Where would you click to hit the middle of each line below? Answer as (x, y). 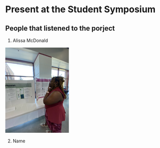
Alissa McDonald (30, 40)
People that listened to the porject (60, 28)
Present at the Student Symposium (81, 9)
